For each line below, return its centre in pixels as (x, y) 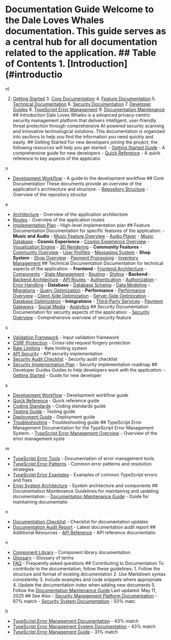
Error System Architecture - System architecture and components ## (85, 485)
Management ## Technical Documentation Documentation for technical (88, 263)
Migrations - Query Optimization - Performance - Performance (79, 290)
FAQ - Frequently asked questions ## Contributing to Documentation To (88, 563)
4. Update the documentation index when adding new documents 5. (84, 585)
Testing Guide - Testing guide (44, 411)
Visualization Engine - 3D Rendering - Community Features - (77, 247)
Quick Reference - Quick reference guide (56, 400)
